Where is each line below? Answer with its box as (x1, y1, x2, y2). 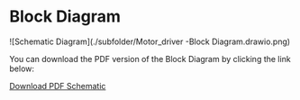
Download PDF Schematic (9, 80, 106, 91)
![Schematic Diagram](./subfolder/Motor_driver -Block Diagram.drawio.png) (9, 36, 291, 47)
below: (9, 63, 34, 74)
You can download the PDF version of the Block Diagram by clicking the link (9, 53, 291, 64)
